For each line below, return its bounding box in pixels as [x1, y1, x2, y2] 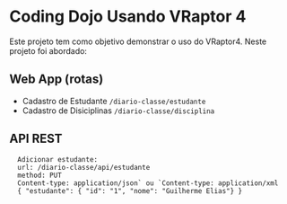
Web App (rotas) [9, 72, 104, 87]
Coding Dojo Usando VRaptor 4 [9, 6, 247, 27]
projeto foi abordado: [9, 45, 88, 56]
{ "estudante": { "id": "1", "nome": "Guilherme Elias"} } [17, 186, 243, 195]
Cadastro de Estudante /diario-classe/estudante [22, 95, 206, 106]
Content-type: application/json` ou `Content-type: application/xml [17, 178, 279, 188]
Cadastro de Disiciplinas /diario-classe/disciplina [22, 105, 215, 116]
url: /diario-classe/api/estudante [17, 163, 151, 172]
